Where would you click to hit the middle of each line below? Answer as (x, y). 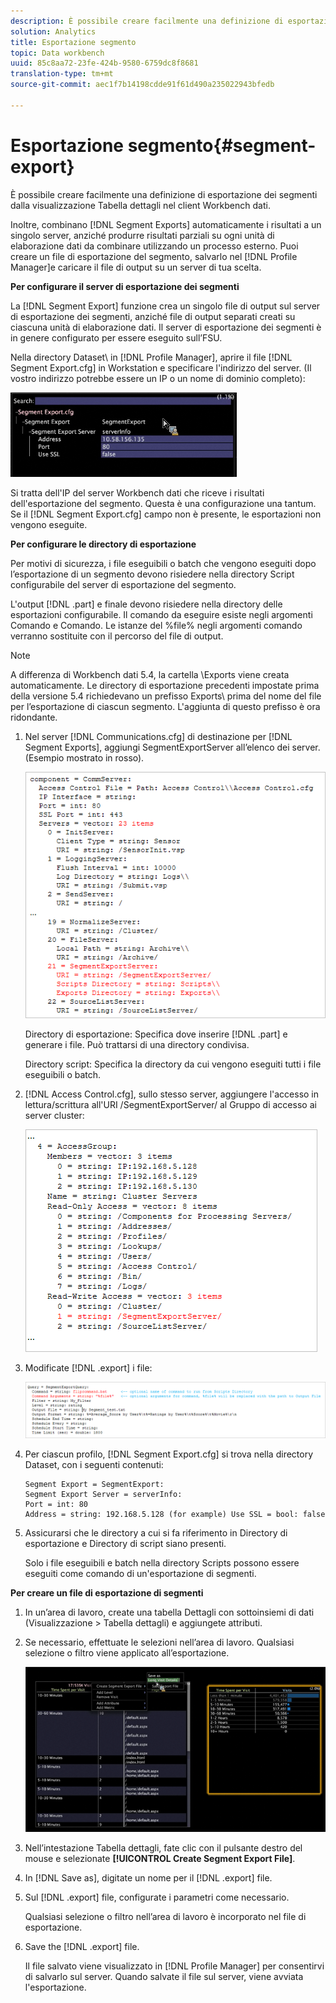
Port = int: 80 (56, 1504)
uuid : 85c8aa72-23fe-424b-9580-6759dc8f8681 (104, 63)
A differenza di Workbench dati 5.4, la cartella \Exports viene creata (150, 674)
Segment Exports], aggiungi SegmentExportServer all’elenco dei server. (172, 747)
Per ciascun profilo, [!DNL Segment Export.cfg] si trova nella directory (169, 1454)
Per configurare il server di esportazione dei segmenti (125, 286)
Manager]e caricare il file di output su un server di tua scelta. (136, 267)
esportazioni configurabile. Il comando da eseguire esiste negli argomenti (161, 614)
